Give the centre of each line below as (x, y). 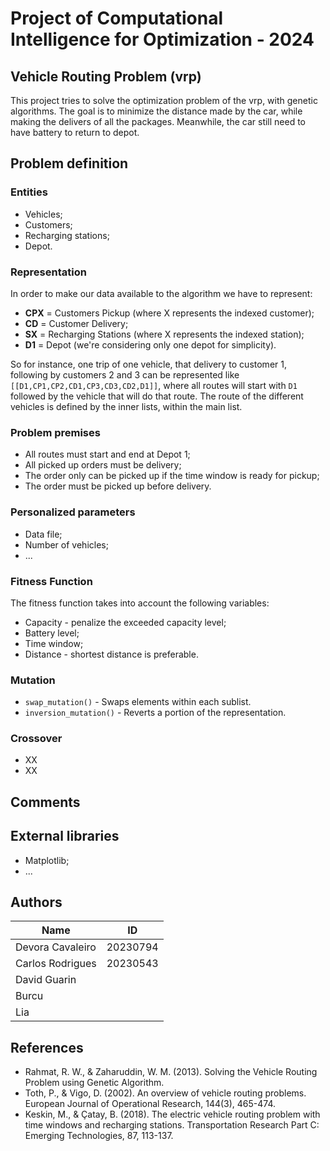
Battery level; (52, 633)
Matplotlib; (47, 860)
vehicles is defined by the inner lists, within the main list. (126, 406)
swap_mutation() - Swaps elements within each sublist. (138, 702)
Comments (45, 802)
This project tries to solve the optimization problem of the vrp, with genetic (164, 100)
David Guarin (46, 980)
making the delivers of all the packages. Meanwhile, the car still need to (158, 121)
